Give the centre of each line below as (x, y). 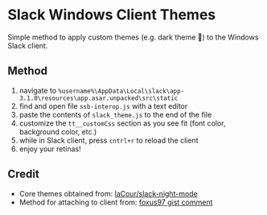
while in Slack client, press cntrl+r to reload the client (109, 140)
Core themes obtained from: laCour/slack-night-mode (108, 193)
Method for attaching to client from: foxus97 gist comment (116, 202)
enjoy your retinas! (50, 149)
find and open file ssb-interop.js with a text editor (103, 105)
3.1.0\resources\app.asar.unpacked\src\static (99, 98)
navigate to (38, 90)
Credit (23, 174)
